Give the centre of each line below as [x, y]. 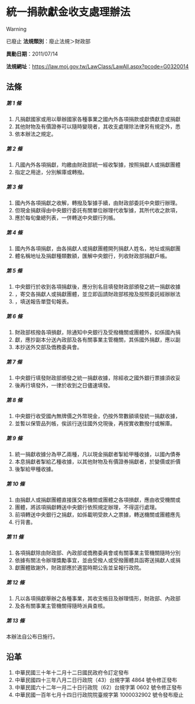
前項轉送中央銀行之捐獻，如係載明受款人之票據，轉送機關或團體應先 [97, 515]
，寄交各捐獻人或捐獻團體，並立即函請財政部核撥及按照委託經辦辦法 [97, 294]
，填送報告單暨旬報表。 [43, 302]
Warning [16, 29]
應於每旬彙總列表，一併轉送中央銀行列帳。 [66, 218]
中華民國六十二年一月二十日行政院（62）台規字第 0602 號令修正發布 [98, 687]
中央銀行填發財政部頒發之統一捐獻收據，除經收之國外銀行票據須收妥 [97, 378]
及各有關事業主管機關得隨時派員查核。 [61, 606]
